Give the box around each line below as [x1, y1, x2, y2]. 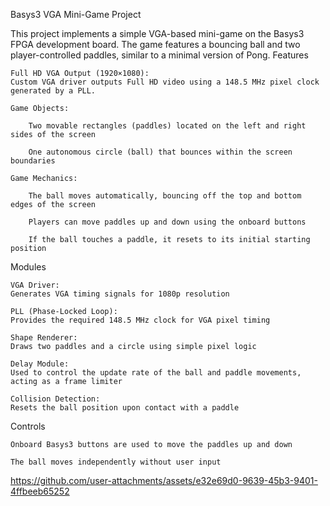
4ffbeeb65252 [10, 485, 70, 497]
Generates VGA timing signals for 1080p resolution [10, 289, 230, 299]
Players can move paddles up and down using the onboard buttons [28, 217, 307, 227]
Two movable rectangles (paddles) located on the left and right [28, 121, 307, 131]
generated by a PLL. [10, 86, 97, 96]
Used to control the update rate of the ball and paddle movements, [10, 368, 302, 378]
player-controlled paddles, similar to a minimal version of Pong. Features [10, 49, 309, 61]
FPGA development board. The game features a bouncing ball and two [10, 39, 301, 50]
